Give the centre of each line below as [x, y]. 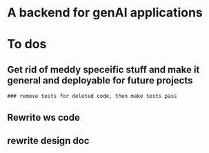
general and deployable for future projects [100, 80]
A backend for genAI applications [105, 13]
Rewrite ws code [44, 118]
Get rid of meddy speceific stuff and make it [103, 69]
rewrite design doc [48, 140]
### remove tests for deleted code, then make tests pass [92, 96]
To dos [27, 44]
